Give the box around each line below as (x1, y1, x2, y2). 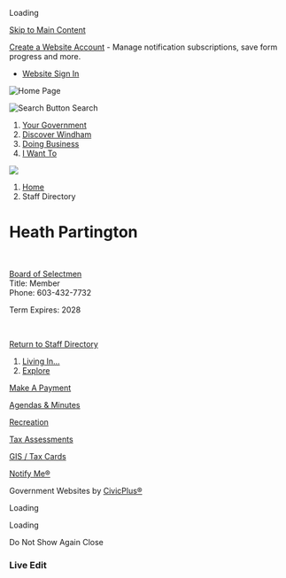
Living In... (21, 356, 60, 366)
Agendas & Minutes (9, 399, 81, 410)
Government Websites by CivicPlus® (9, 485, 143, 496)
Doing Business (21, 139, 80, 149)
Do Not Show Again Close (9, 536, 104, 547)
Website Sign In (21, 68, 80, 79)
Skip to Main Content (9, 25, 86, 35)
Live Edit (9, 559, 47, 571)
